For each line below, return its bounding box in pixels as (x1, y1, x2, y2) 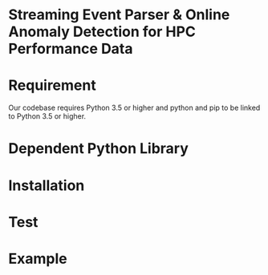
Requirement (8, 76, 96, 95)
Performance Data (8, 40, 134, 58)
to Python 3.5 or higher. (8, 111, 87, 121)
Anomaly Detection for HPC (8, 22, 197, 41)
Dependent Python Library (8, 140, 189, 158)
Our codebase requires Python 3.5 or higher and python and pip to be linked (8, 103, 261, 113)
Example (8, 249, 67, 268)
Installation (8, 176, 85, 194)
